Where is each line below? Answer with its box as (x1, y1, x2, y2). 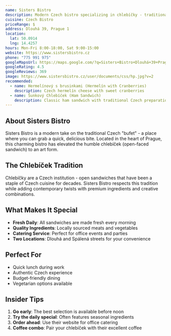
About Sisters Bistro (5, 116, 70, 125)
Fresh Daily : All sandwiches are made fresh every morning (12, 219, 136, 225)
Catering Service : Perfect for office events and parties (12, 230, 128, 236)
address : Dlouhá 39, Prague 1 (5, 27, 70, 32)
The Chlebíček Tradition (5, 161, 83, 170)
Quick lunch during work (12, 264, 65, 270)
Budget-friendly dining (12, 275, 61, 281)
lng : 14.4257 (10, 41, 38, 46)
